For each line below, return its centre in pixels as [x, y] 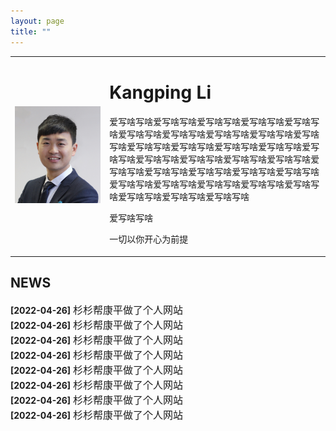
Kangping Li [160, 92]
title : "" [31, 31]
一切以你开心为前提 [149, 239]
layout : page [37, 21]
